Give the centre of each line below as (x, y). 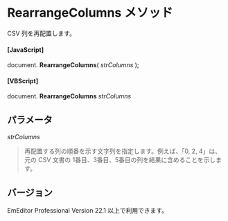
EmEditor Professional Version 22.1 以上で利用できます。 (88, 210)
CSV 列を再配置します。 (42, 33)
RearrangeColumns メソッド (90, 13)
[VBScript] (23, 81)
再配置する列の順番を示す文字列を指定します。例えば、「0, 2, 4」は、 (123, 151)
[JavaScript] (25, 50)
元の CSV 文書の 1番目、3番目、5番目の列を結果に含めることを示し (120, 160)
